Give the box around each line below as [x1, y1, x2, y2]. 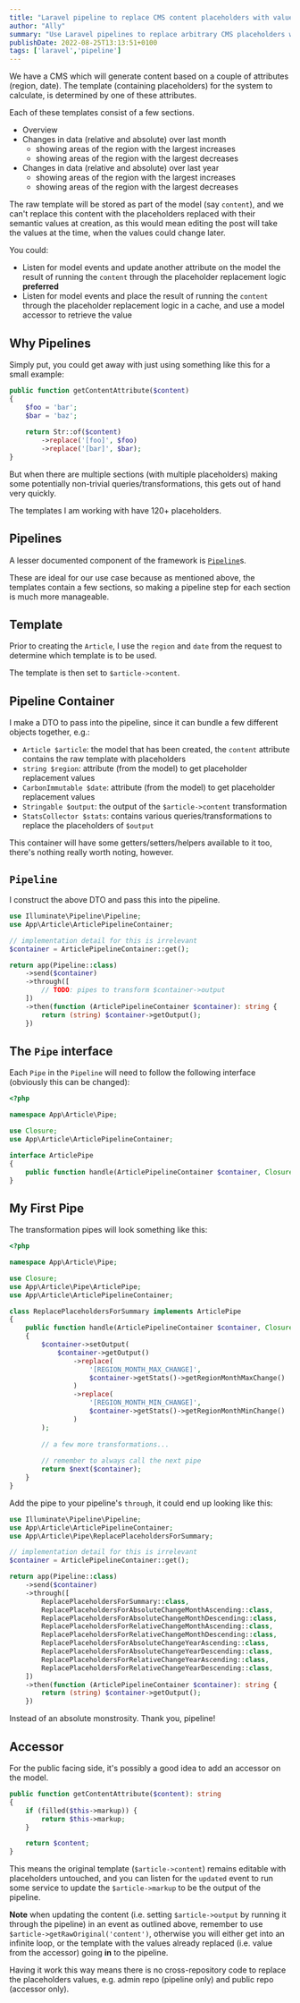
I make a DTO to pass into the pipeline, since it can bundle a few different [9, 717, 279, 728]
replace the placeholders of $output [21, 820, 154, 831]
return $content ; [25, 1839, 90, 1848]
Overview [21, 124, 58, 135]
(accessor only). [9, 1983, 70, 1995]
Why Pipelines [9, 335, 91, 351]
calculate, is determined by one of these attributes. [9, 90, 197, 101]
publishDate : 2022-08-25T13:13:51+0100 [9, 38, 158, 47]
